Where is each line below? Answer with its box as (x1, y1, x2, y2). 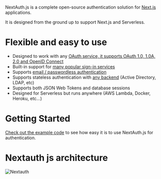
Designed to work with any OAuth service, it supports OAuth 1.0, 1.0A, (12, 53, 156, 59)
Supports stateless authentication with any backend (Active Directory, (12, 74, 156, 80)
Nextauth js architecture (5, 152, 108, 164)
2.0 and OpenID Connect (12, 58, 64, 64)
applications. (5, 9, 31, 15)
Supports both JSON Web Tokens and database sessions (12, 85, 131, 91)
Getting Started (5, 113, 71, 124)
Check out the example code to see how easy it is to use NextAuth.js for (5, 129, 154, 135)
